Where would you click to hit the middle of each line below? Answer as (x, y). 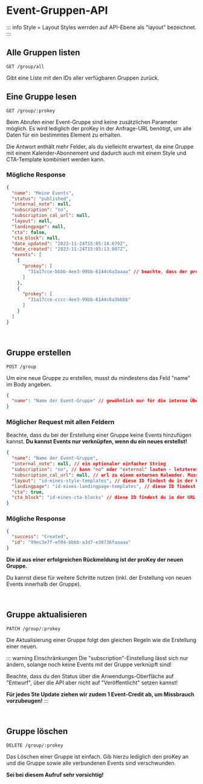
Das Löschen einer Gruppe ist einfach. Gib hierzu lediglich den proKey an (98, 756)
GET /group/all (25, 66)
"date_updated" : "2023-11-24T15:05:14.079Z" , (70, 243)
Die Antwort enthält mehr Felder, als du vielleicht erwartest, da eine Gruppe (100, 146)
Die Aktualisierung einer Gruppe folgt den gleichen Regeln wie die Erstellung (101, 640)
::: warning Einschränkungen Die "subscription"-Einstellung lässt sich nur (97, 658)
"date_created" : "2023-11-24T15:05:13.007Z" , (70, 249)
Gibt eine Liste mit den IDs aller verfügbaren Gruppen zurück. (83, 78)
